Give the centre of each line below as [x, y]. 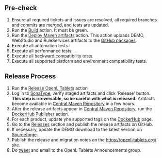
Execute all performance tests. [42, 51]
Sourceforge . [25, 134]
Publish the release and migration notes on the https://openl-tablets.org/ [84, 140]
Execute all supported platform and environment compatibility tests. [79, 61]
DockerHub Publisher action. [40, 114]
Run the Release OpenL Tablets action [50, 88]
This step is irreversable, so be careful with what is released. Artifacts [83, 98]
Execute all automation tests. [40, 45]
